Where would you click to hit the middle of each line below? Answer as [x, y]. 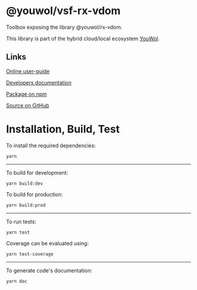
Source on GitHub [28, 105]
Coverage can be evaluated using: [47, 243]
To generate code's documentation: [49, 270]
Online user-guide [28, 71]
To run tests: [21, 221]
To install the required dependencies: [51, 145]
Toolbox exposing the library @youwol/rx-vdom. [64, 27]
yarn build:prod [26, 205]
